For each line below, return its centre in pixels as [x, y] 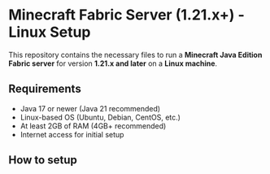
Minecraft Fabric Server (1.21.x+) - [127, 15]
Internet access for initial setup [72, 134]
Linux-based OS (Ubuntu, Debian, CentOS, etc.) [100, 117]
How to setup [43, 160]
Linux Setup [50, 32]
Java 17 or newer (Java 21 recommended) [90, 108]
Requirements [45, 89]
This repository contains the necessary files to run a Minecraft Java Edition [135, 54]
